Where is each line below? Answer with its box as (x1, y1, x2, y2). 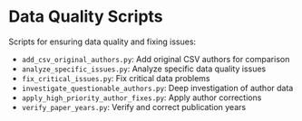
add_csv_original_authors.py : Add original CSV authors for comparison (21, 53, 290, 64)
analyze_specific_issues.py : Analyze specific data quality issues (21, 63, 267, 74)
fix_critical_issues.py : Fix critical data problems (21, 72, 210, 83)
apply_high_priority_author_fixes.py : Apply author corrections (21, 92, 262, 103)
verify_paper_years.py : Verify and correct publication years (21, 101, 247, 112)
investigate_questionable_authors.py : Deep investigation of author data (21, 82, 294, 93)
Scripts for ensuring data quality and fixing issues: (8, 36, 197, 47)
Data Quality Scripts (8, 6, 164, 27)
